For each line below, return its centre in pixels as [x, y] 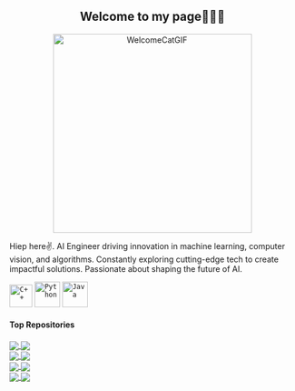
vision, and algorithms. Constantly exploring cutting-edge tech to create [144, 259]
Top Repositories [42, 325]
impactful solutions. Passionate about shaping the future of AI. [126, 268]
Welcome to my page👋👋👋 [152, 17]
